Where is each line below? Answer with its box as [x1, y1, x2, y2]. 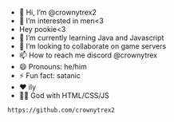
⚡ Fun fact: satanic [18, 71, 81, 80]
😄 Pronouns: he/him [18, 62, 87, 71]
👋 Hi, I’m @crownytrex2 [18, 8, 97, 17]
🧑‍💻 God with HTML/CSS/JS [18, 91, 109, 100]
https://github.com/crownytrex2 [7, 106, 115, 114]
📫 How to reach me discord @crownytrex [18, 50, 158, 60]
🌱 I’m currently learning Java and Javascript [18, 33, 164, 42]
